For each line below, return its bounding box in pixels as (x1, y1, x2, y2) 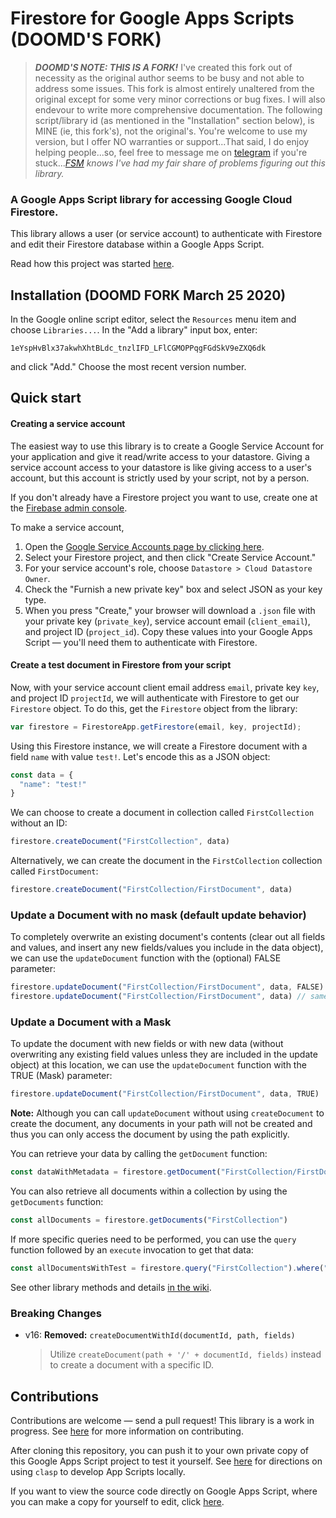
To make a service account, (10, 521, 125, 533)
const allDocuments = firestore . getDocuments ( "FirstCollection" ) (10, 1215, 288, 1226)
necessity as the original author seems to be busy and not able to (34, 72, 305, 84)
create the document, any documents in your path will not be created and (10, 1118, 313, 1130)
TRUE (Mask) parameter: (10, 1070, 113, 1082)
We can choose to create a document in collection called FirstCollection (10, 807, 315, 819)
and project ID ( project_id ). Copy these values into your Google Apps (24, 625, 313, 637)
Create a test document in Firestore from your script (10, 659, 232, 671)
